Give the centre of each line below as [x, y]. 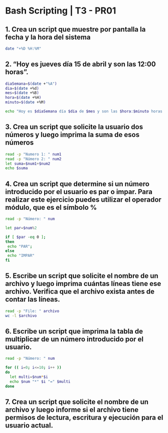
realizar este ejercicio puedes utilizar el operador [83, 199]
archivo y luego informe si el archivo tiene [72, 410]
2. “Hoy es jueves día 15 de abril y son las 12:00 [81, 64]
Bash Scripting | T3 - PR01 [61, 11]
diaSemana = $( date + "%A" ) [31, 84]
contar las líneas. [33, 299]
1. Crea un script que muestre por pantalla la [75, 29]
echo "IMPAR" [21, 256]
